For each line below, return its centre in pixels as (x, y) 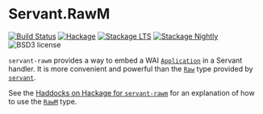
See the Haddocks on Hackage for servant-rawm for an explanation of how (132, 92)
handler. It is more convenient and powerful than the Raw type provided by (131, 68)
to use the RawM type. (43, 101)
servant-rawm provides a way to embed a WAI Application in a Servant (125, 60)
